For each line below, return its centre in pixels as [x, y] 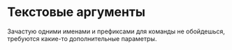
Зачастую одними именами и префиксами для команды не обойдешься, [116, 31]
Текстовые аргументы [76, 12]
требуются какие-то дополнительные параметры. [82, 38]
